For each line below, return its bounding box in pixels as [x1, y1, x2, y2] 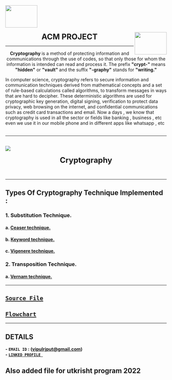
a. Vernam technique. [5, 273, 52, 279]
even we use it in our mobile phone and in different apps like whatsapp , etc [5, 120, 165, 126]
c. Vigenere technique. [5, 248, 55, 254]
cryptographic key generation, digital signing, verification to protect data [5, 98, 158, 104]
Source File [5, 294, 44, 302]
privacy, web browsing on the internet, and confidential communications [5, 104, 158, 109]
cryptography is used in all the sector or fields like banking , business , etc [5, 115, 162, 121]
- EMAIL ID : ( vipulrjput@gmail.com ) [5, 346, 83, 352]
